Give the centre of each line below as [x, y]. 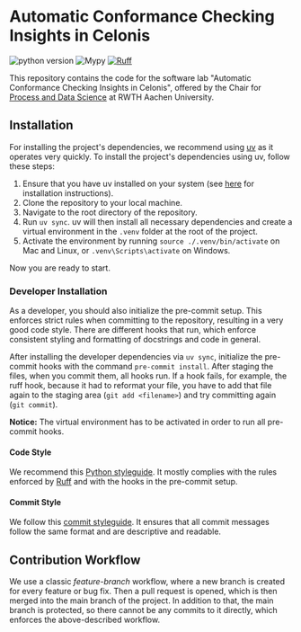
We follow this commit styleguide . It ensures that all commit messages [139, 522]
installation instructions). [68, 193]
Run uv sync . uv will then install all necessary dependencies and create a [157, 221]
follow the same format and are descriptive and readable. [115, 531]
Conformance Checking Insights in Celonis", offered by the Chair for [136, 87]
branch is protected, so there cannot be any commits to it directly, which [143, 610]
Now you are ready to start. [60, 268]
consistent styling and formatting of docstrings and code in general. [135, 340]
